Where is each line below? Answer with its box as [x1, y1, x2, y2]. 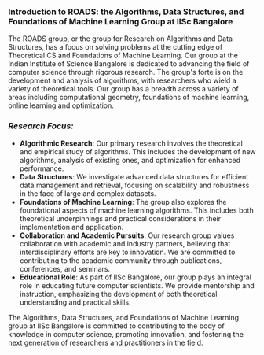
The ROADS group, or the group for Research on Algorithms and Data [8, 34, 233, 43]
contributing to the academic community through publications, [19, 255, 222, 265]
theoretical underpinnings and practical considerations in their [19, 213, 222, 223]
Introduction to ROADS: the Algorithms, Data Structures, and [8, 6, 244, 17]
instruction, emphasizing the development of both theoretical [19, 289, 218, 298]
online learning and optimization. [8, 101, 114, 110]
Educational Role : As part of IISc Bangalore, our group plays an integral [19, 272, 251, 282]
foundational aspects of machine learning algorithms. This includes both [19, 205, 254, 215]
